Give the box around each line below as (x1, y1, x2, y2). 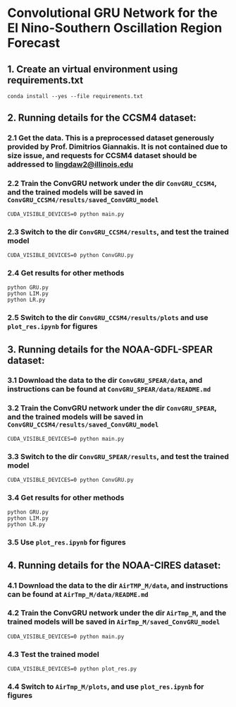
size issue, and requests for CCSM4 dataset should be (7, 150, 197, 160)
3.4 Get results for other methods (7, 492, 125, 502)
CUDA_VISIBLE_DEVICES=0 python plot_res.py (7, 665, 137, 672)
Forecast (7, 35, 61, 51)
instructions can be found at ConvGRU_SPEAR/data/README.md (7, 384, 211, 394)
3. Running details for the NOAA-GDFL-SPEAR (7, 343, 213, 355)
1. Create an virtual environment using (7, 63, 178, 75)
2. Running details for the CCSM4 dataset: (7, 112, 197, 124)
